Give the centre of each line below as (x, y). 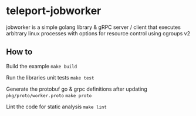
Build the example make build (42, 66)
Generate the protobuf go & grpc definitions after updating (77, 89)
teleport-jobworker (54, 11)
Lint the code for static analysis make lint (57, 107)
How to (19, 52)
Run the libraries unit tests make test (50, 77)
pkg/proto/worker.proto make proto (49, 95)
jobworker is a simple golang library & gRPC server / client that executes (93, 27)
